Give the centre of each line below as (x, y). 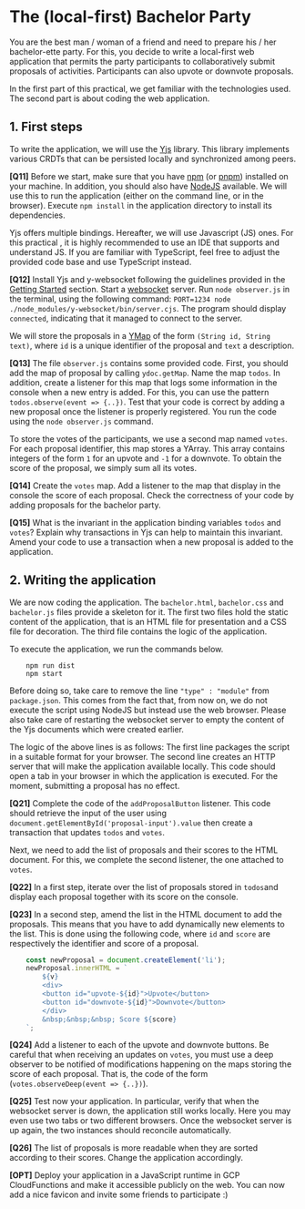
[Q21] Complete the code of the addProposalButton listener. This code (140, 803)
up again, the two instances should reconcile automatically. (121, 1131)
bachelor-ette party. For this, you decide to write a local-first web (132, 51)
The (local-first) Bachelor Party (131, 17)
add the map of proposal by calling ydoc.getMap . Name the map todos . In (145, 373)
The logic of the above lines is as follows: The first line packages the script (149, 747)
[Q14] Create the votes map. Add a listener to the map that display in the (145, 486)
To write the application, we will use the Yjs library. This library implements (149, 149)
